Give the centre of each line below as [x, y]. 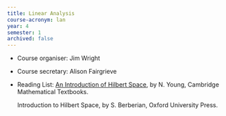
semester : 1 [24, 32]
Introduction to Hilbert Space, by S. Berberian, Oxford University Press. [117, 105]
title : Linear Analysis [41, 13]
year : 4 [18, 26]
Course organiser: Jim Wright [59, 58]
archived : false [30, 39]
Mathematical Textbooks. [53, 92]
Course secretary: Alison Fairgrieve [67, 72]
